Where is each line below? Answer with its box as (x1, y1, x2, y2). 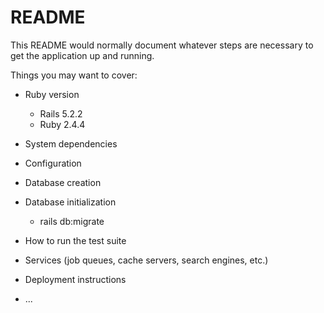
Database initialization (24, 196, 117, 208)
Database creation (24, 176, 102, 188)
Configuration (24, 157, 82, 169)
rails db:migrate (39, 215, 105, 227)
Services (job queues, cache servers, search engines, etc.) (24, 254, 269, 266)
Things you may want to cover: (10, 69, 138, 81)
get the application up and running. (10, 49, 155, 61)
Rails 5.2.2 (39, 107, 83, 120)
